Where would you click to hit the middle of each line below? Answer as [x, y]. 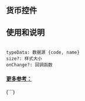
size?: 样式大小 [24, 59]
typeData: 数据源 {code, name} [43, 53]
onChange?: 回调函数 [29, 65]
